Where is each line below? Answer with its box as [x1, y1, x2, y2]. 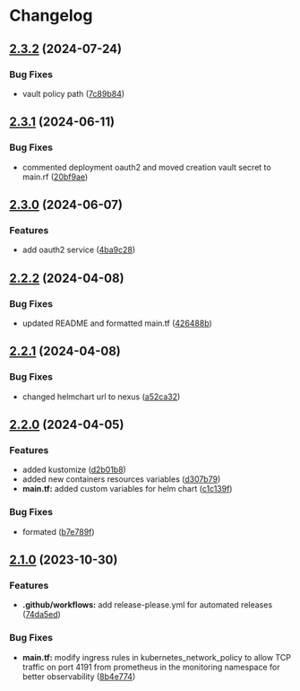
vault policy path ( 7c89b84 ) [21, 88, 125, 99]
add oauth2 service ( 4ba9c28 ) [21, 244, 136, 256]
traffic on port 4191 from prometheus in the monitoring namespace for [21, 661, 280, 672]
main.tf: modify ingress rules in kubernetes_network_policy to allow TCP [21, 652, 291, 662]
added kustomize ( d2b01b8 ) [21, 464, 127, 476]
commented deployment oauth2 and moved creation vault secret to [21, 162, 271, 172]
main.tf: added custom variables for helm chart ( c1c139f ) [21, 484, 233, 494]
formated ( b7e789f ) [21, 526, 96, 537]
